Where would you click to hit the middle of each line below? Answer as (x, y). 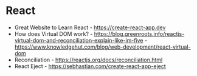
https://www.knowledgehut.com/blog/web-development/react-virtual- (102, 47)
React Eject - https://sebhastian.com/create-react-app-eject (90, 66)
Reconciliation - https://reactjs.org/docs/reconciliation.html (88, 60)
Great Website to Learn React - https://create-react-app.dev (90, 27)
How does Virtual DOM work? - (54, 33)
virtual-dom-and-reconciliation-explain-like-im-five (79, 40)
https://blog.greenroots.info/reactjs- (139, 33)
